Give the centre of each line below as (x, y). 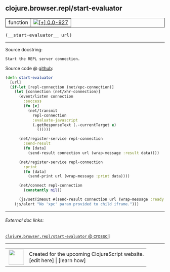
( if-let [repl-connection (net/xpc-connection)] (62, 87)
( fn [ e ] (31, 106)
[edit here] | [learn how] (57, 260)
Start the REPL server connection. (43, 59)
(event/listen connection (46, 97)
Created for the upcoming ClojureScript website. (87, 254)
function (18, 22)
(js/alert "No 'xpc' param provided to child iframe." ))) (77, 204)
